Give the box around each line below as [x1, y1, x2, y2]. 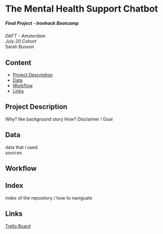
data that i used [5, 144, 38, 150]
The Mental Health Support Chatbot [5, 3, 158, 15]
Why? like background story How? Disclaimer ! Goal [5, 116, 113, 122]
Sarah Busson [5, 44, 34, 50]
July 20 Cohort [5, 38, 37, 45]
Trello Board [5, 223, 31, 229]
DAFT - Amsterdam [5, 33, 46, 39]
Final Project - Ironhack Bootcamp [5, 20, 79, 26]
